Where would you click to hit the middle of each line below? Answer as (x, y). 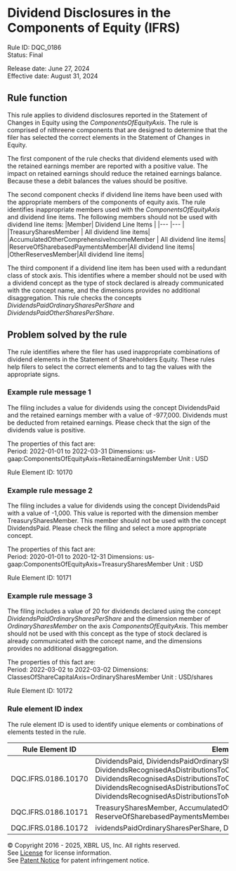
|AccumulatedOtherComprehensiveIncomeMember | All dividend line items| (117, 239)
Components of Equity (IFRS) (94, 28)
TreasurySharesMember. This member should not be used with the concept (117, 521)
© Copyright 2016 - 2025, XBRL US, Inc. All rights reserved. (94, 845)
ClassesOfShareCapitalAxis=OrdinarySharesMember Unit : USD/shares (110, 677)
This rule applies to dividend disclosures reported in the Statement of (107, 115)
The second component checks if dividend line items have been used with (115, 194)
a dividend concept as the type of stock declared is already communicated (116, 283)
